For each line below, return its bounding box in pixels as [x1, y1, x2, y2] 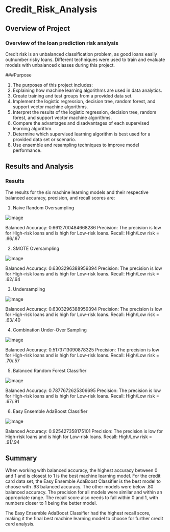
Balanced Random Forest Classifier [12, 367, 87, 373]
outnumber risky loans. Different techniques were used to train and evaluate [5, 56, 165, 63]
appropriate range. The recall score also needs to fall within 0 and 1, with [5, 495, 158, 501]
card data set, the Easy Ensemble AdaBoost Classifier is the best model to [5, 478, 161, 484]
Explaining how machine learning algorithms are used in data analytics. [12, 87, 162, 93]
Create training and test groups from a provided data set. [12, 92, 133, 98]
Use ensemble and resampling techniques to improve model [12, 142, 139, 148]
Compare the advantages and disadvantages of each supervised [12, 120, 150, 126]
